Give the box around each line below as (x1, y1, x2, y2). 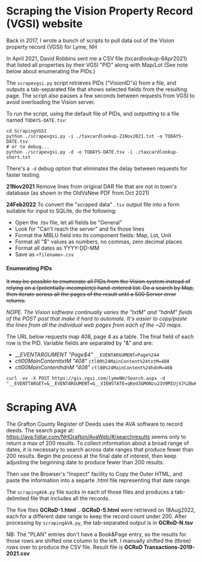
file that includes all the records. (30, 495, 110, 502)
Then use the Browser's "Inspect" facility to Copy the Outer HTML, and (6, 470, 182, 478)
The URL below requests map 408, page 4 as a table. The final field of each (6, 333, 194, 340)
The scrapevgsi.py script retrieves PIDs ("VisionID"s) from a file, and (6, 79, 176, 86)
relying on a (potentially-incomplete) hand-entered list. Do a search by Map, (6, 284, 194, 292)
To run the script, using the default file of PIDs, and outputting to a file (6, 110, 179, 117)
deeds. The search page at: (6, 427, 75, 434)
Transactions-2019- (144, 543, 195, 551)
